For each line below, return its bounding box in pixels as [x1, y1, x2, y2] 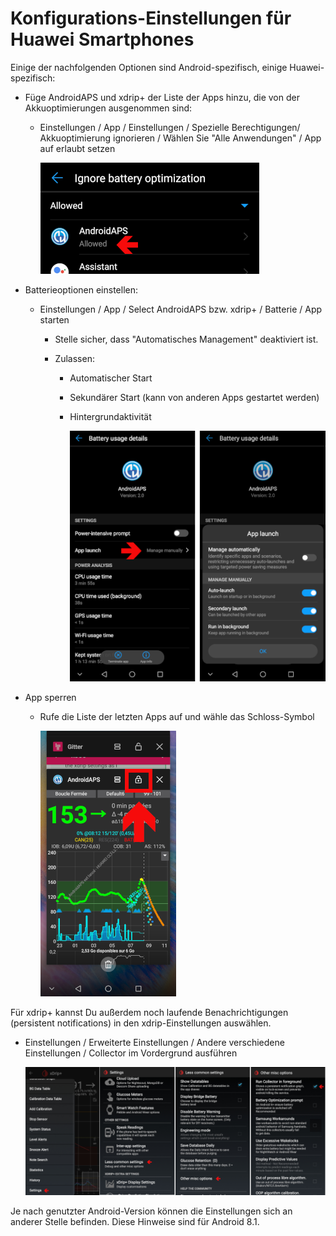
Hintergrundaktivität [69, 410, 152, 422]
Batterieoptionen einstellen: [24, 283, 139, 296]
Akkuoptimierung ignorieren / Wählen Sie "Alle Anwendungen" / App [39, 132, 322, 144]
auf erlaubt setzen [39, 142, 116, 154]
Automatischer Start [69, 372, 153, 384]
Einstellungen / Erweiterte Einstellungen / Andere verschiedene [24, 1037, 285, 1049]
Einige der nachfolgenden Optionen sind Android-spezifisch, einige [10, 61, 288, 73]
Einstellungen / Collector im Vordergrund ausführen [24, 1047, 238, 1059]
